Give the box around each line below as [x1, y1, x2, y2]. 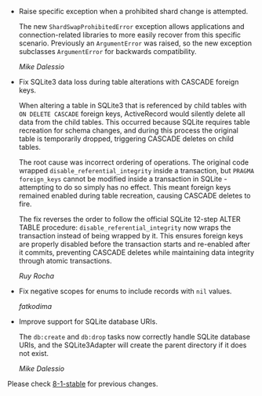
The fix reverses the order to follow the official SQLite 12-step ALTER [18, 215, 241, 223]
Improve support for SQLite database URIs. [18, 317, 158, 326]
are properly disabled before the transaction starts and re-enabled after [18, 239, 250, 249]
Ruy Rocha [18, 271, 54, 281]
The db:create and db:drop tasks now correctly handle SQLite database [18, 332, 251, 341]
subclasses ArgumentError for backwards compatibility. [18, 47, 197, 56]
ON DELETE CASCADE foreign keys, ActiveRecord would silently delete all [18, 109, 246, 118]
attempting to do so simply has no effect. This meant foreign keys [18, 183, 231, 191]
